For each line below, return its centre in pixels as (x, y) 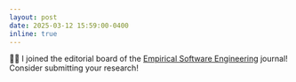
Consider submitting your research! (74, 68)
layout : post (33, 17)
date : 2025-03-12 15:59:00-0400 (69, 26)
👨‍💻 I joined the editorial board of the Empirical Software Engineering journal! (149, 59)
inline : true (33, 34)
